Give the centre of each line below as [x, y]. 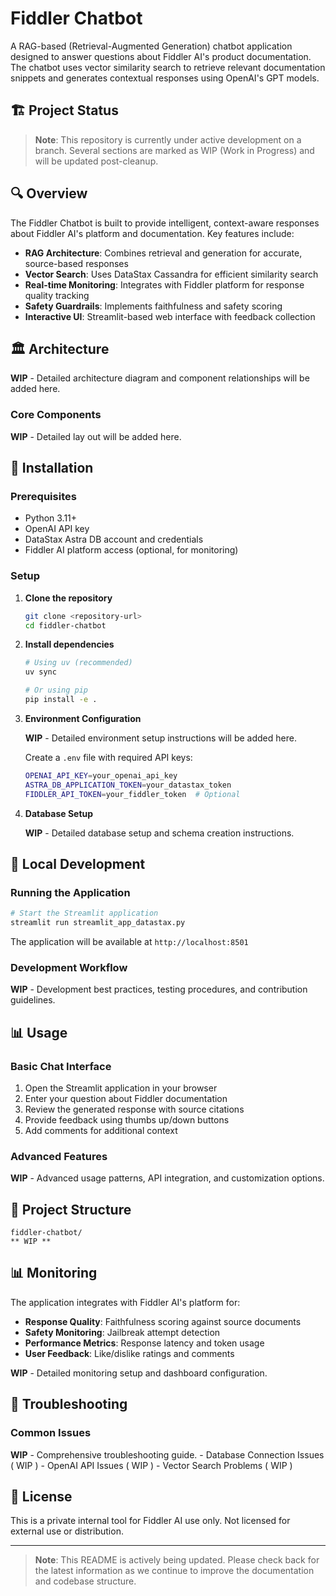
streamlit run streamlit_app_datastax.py [98, 923]
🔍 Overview [49, 193]
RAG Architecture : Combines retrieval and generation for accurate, [163, 253]
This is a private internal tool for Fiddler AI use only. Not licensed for [150, 1521]
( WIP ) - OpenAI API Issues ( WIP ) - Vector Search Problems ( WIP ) [151, 1465]
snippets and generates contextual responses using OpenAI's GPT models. [165, 78]
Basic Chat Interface [61, 1066]
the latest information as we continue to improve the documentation [174, 1571]
